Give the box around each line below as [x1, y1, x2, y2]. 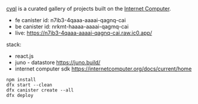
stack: [6, 41, 22, 48]
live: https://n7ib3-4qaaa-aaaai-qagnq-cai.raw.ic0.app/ [14, 29, 152, 36]
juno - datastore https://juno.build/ [14, 59, 101, 66]
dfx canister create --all [6, 87, 74, 93]
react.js [14, 53, 34, 59]
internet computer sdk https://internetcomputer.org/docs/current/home [14, 65, 192, 72]
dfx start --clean [6, 82, 52, 88]
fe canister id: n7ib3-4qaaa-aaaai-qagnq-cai [14, 17, 126, 23]
